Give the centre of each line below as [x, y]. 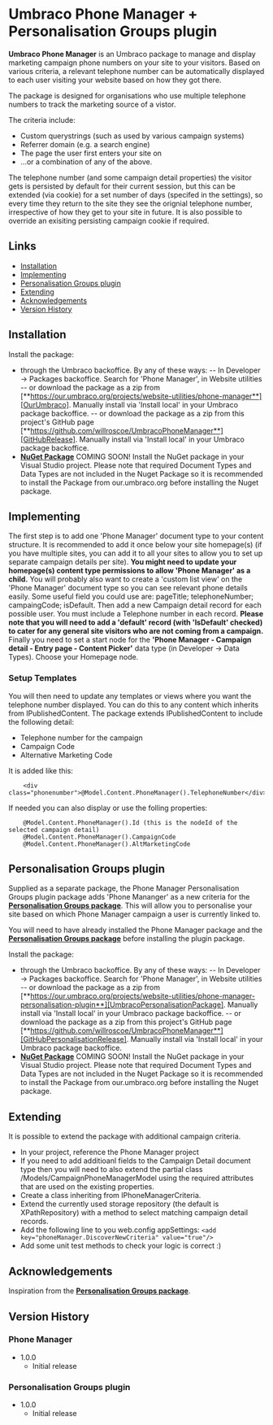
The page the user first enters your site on [91, 153]
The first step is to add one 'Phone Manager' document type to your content [136, 536]
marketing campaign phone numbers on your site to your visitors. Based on [134, 63]
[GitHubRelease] [48, 439]
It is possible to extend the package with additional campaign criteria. [125, 1136]
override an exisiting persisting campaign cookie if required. [109, 220]
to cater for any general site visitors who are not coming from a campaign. [136, 631]
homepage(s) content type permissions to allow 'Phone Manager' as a [130, 571]
